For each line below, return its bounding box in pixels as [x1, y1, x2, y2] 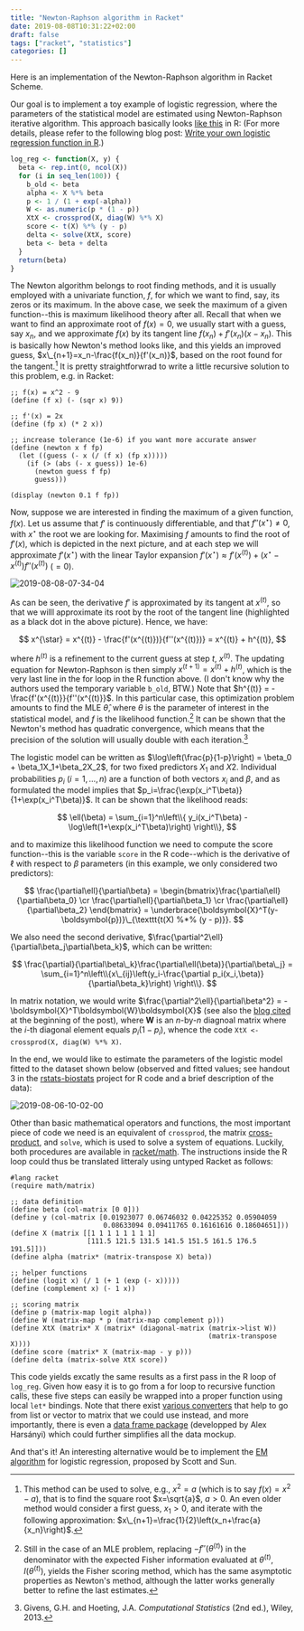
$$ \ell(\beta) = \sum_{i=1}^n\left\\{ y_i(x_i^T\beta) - [57, 812, 248, 823]
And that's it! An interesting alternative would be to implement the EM [10, 1447, 269, 1457]
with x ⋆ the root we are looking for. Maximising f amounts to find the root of [10, 527, 290, 540]
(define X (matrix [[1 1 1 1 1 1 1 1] [10, 1229, 156, 1239]
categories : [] [10, 47, 68, 56]
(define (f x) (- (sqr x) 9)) [10, 395, 124, 405]
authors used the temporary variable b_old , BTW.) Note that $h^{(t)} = [10, 684, 270, 694]
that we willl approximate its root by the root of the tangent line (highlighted [10, 607, 290, 618]
